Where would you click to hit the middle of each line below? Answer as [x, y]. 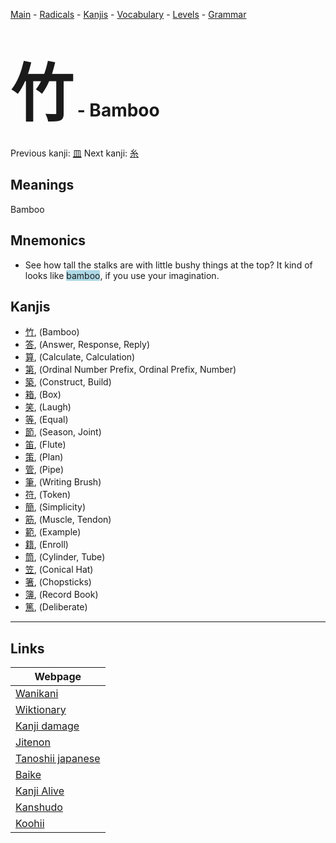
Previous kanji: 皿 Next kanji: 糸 [75, 153]
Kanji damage [47, 726]
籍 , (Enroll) [46, 545]
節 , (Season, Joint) [63, 432]
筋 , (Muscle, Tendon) [68, 520]
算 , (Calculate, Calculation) [80, 357]
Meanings [42, 185]
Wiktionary [41, 710]
